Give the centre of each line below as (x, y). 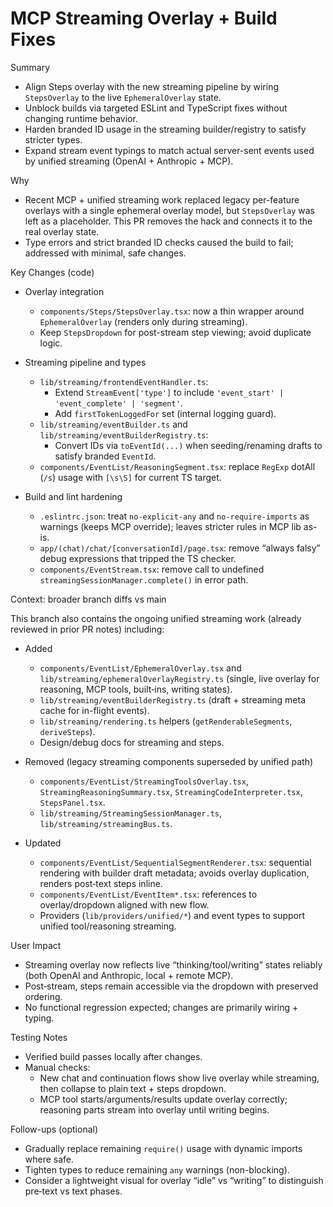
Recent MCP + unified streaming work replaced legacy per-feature (162, 199)
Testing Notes (39, 1037)
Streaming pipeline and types (85, 362)
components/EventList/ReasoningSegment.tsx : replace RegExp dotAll (177, 466)
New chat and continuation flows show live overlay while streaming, (179, 1078)
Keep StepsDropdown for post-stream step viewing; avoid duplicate (175, 332)
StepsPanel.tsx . (72, 802)
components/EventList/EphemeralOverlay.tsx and (140, 668)
